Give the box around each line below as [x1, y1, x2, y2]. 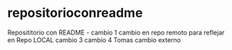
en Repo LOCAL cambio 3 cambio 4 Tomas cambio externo [7, 35, 181, 44]
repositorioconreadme [7, 5, 143, 21]
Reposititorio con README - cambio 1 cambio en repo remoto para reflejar [7, 28, 225, 37]
